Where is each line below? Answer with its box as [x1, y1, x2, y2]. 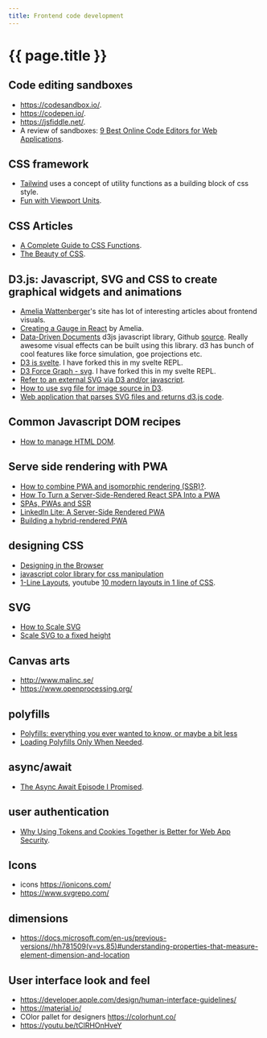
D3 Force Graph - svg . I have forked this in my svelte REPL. [19, 366, 216, 376]
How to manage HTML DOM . [19, 436, 116, 446]
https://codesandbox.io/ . [19, 100, 102, 110]
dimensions [8, 912, 68, 925]
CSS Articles [8, 219, 74, 233]
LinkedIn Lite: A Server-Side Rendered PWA [19, 507, 165, 516]
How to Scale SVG [19, 622, 81, 632]
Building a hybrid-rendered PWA [19, 515, 128, 525]
